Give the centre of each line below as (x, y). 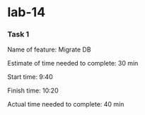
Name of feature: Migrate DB (49, 49)
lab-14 (27, 12)
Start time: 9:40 (30, 77)
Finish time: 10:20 (33, 91)
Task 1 (18, 35)
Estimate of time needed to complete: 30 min (73, 63)
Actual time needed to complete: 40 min (66, 104)
